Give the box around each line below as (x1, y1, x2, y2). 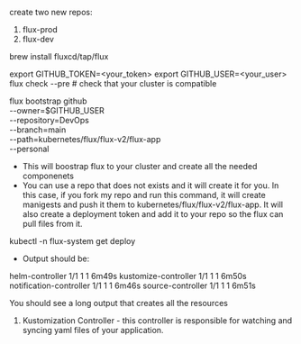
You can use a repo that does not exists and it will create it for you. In (22, 180, 279, 191)
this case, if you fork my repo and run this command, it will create (22, 190, 266, 200)
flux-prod (22, 24, 58, 34)
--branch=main (9, 124, 67, 135)
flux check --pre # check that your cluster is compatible (9, 78, 217, 88)
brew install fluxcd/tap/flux (9, 51, 109, 61)
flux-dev (22, 34, 54, 44)
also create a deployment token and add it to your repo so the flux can (22, 209, 284, 219)
